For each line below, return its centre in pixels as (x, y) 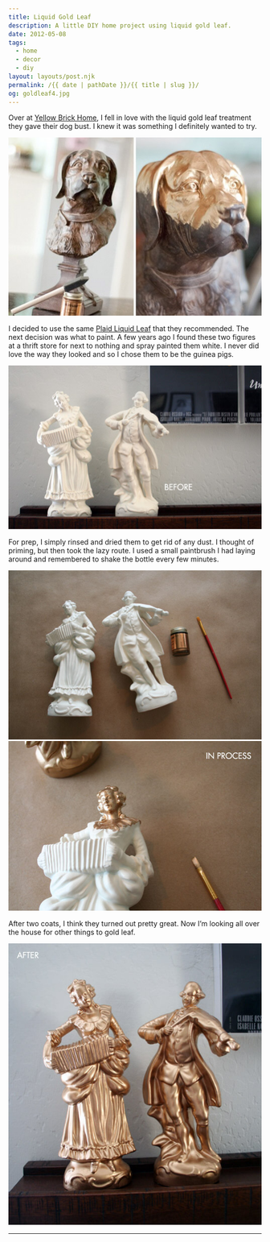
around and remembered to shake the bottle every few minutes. (114, 559)
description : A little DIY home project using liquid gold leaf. (120, 25)
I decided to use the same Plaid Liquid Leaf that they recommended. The (129, 328)
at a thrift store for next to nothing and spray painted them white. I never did (134, 346)
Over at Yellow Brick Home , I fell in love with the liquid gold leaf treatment (130, 118)
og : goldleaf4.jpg (39, 93)
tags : (17, 43)
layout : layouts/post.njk (51, 77)
